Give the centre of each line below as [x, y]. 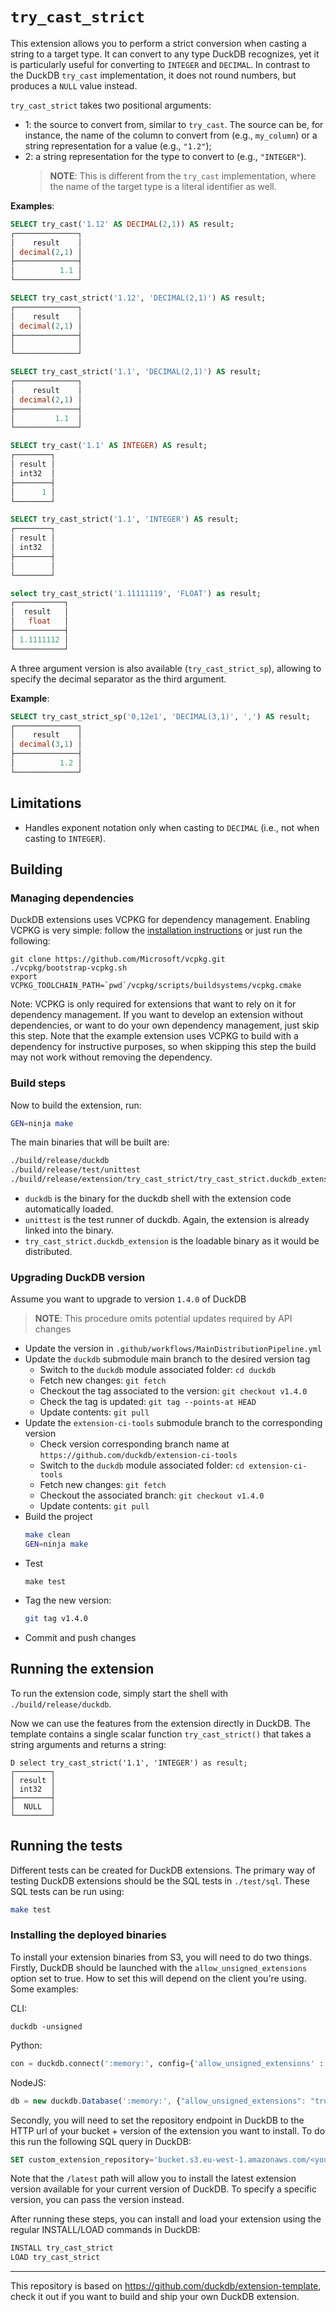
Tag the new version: [68, 1600]
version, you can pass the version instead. [97, 2200]
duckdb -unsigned [46, 2026]
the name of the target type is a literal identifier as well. [163, 186]
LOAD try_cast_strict [55, 2258]
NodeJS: [28, 2082]
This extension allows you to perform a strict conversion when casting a [158, 43]
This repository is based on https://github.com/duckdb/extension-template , [166, 2286]
